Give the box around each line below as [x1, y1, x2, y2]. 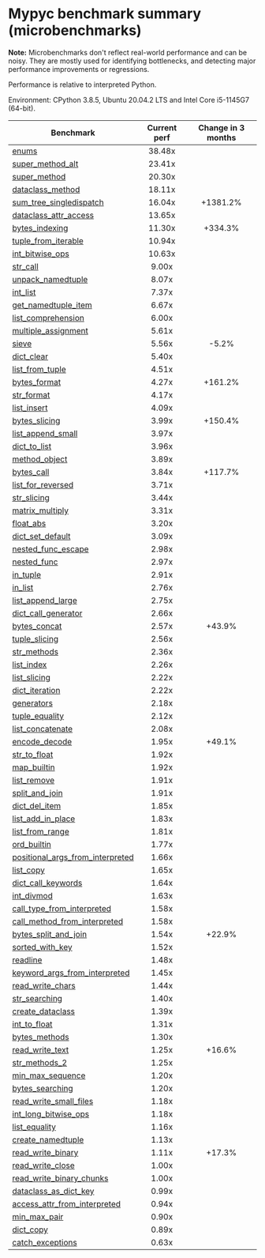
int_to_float [12, 1019, 53, 1030]
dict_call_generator [12, 608, 83, 619]
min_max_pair [12, 1211, 64, 1222]
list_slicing [12, 672, 51, 683]
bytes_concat [12, 620, 62, 631]
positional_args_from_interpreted [12, 851, 134, 862]
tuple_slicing [12, 633, 59, 644]
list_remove [12, 774, 55, 785]
